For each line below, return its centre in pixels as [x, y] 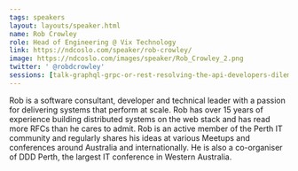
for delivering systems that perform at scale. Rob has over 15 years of [136, 109]
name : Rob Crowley [43, 34]
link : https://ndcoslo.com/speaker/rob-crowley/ [101, 51]
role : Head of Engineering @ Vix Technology [93, 42]
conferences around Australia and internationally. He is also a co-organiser [146, 147]
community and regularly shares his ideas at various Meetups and [130, 137]
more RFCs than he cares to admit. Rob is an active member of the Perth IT [146, 128]
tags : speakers [37, 17]
